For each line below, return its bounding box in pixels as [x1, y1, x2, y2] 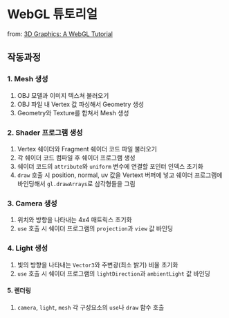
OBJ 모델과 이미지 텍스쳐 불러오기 [17, 91, 109, 99]
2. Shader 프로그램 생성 [7, 128, 83, 137]
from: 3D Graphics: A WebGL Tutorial [7, 29, 113, 38]
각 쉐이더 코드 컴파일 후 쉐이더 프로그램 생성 [17, 153, 136, 162]
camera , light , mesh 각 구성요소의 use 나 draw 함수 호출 [17, 303, 165, 311]
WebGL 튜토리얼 [7, 6, 98, 22]
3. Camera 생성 [7, 199, 57, 208]
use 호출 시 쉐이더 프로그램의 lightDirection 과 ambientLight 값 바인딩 [17, 269, 211, 278]
